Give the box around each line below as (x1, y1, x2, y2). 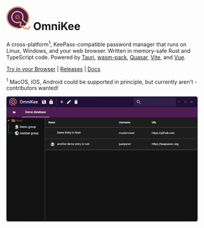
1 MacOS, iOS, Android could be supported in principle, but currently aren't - (6, 77, 197, 85)
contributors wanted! (6, 84, 59, 92)
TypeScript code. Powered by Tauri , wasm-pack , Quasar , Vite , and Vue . (6, 53, 186, 61)
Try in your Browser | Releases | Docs (6, 65, 101, 72)
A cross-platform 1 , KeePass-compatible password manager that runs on (6, 39, 187, 48)
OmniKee (33, 19, 81, 33)
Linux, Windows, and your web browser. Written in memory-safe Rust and (6, 47, 191, 54)
